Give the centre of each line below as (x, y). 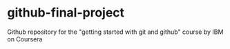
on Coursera (25, 39)
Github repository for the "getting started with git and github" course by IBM (115, 32)
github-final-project (66, 13)
